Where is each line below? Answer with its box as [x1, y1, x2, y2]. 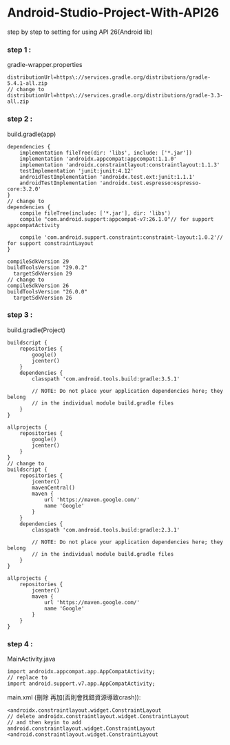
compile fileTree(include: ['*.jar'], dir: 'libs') [19, 209, 171, 217]
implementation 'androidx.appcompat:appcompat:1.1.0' [19, 155, 177, 162]
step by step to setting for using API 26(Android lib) [7, 28, 153, 36]
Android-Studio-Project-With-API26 [7, 5, 220, 21]
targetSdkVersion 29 [13, 270, 72, 277]
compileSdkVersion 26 [7, 282, 70, 289]
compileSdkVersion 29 [7, 258, 70, 265]
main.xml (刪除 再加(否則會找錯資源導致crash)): [7, 693, 141, 702]
